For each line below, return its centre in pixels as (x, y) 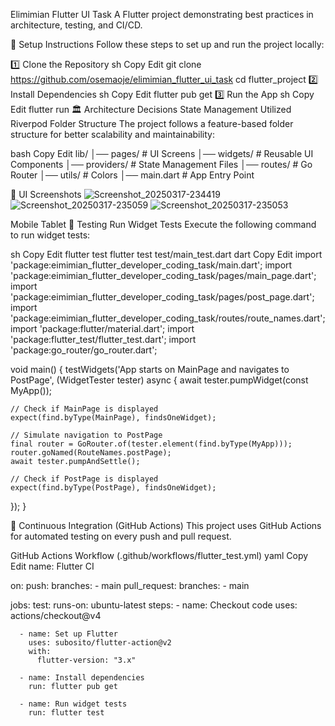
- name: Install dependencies (82, 678)
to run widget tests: (50, 235)
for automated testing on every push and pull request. (121, 536)
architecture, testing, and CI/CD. (76, 25)
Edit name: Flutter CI (52, 566)
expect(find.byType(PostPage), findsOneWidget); (113, 488)
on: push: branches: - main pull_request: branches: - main (130, 585)
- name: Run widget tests (73, 704)
